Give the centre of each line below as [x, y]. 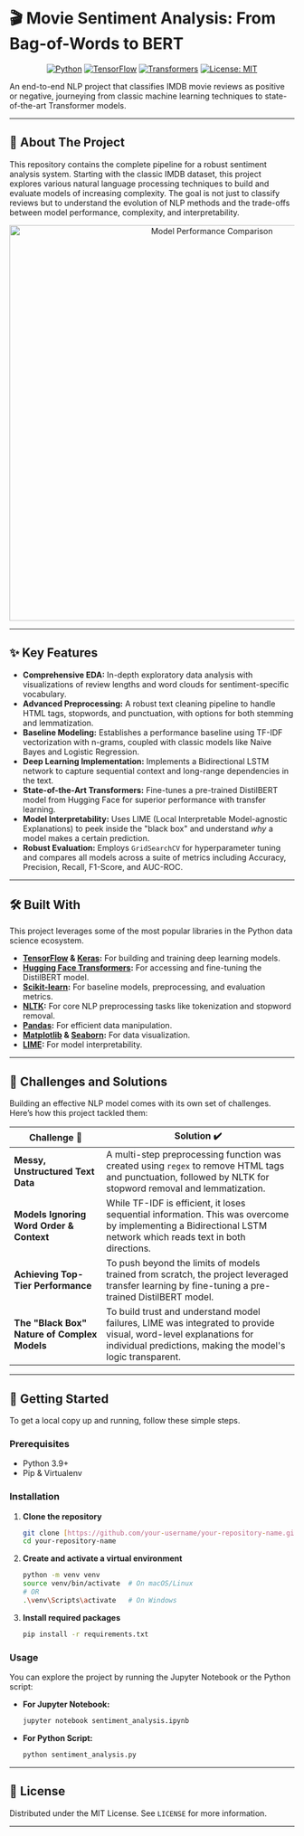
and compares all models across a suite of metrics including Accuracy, [154, 857]
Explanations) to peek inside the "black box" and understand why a [148, 828]
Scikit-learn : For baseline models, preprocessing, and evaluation [143, 987]
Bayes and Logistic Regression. [81, 752]
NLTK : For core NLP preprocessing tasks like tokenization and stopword [157, 1007]
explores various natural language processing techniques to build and [139, 184]
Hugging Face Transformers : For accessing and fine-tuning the [142, 968]
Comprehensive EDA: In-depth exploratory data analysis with [138, 675]
